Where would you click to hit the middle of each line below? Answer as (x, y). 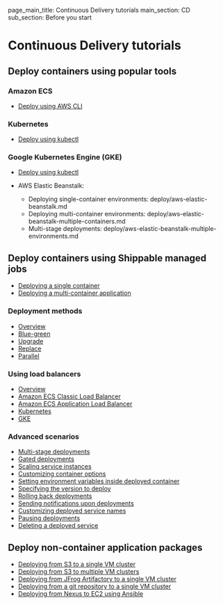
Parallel (29, 356)
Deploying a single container (59, 286)
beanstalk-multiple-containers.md (77, 221)
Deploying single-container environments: (88, 199)
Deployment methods (45, 311)
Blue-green (34, 334)
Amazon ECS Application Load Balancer (75, 403)
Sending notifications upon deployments (76, 503)
